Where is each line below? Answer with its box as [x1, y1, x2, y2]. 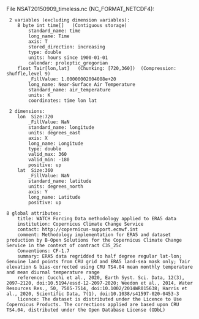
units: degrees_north [28, 183, 84, 190]
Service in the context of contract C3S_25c [6, 242, 122, 248]
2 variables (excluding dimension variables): [9, 17, 130, 23]
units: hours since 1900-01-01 [28, 55, 108, 61]
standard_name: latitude [28, 178, 92, 184]
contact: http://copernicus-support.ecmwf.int [17, 226, 138, 233]
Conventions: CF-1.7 [17, 248, 70, 254]
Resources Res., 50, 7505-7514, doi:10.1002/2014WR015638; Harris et [6, 285, 188, 291]
